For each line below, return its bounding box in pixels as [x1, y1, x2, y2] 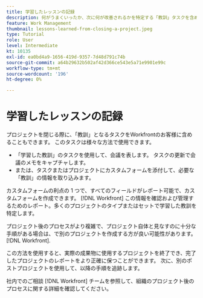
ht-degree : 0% [6, 76, 42, 82]
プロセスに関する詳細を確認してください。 [6, 285, 112, 293]
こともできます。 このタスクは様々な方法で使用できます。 [11, 139, 155, 146]
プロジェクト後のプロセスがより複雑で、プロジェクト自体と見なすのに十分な [6, 222, 196, 230]
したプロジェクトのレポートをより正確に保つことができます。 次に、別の [6, 257, 187, 264]
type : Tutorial [6, 31, 45, 38]
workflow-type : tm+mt [6, 65, 61, 71]
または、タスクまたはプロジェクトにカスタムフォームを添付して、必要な [14, 167, 195, 174]
